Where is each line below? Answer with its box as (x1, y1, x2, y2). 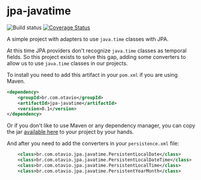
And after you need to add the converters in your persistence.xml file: (7, 140, 179, 147)
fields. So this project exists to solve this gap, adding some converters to (7, 53, 186, 60)
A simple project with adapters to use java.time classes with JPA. (7, 35, 169, 42)
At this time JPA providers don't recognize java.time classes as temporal (7, 46, 187, 54)
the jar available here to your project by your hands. (7, 128, 134, 135)
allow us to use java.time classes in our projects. (7, 60, 128, 67)
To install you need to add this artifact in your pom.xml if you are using (7, 71, 178, 78)
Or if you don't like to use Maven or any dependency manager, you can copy (7, 122, 196, 129)
